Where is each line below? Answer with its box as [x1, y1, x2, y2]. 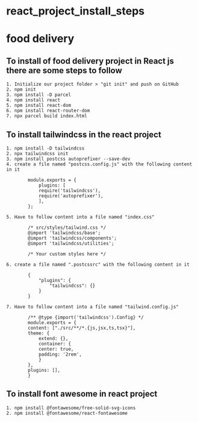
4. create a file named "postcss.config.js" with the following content [6, 161, 193, 167]
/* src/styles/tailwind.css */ [28, 225, 107, 231]
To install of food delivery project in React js [6, 56, 175, 66]
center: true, [38, 346, 74, 352]
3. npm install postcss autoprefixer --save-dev [6, 156, 131, 162]
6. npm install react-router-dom [6, 107, 90, 114]
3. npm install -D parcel [6, 92, 71, 98]
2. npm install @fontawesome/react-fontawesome [6, 410, 128, 416]
